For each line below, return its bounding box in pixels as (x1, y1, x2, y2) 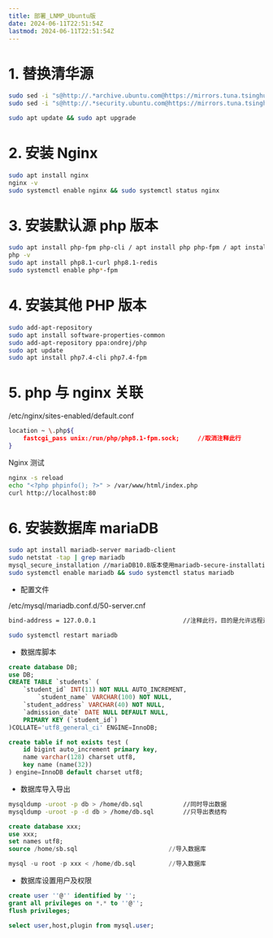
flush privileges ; (8, 906, 71, 914)
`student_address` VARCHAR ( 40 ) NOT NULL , (23, 701, 165, 709)
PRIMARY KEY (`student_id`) (23, 715, 118, 724)
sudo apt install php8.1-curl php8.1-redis (8, 259, 158, 267)
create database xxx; (8, 822, 82, 831)
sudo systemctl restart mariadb (8, 631, 118, 639)
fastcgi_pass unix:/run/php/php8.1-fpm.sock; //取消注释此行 (23, 434, 241, 443)
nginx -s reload (8, 473, 63, 482)
